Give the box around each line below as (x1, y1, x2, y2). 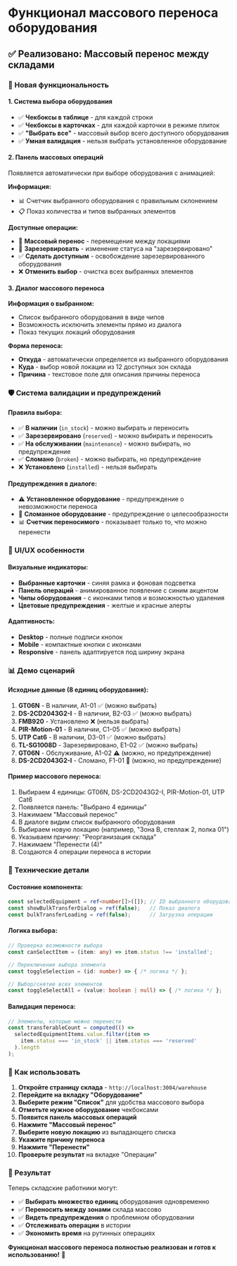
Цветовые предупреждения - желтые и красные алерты (18, 601, 192, 609)
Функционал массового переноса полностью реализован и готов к (8, 1243, 217, 1252)
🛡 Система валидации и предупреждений (8, 388, 161, 398)
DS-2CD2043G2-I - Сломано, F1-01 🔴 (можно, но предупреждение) (18, 756, 222, 764)
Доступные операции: (8, 223, 78, 231)
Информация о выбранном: (8, 299, 94, 308)
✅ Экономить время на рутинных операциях (18, 1229, 155, 1238)
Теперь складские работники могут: (8, 1184, 118, 1192)
